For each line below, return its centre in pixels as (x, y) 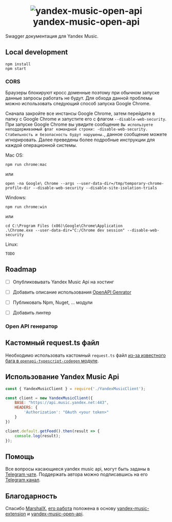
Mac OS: (15, 155)
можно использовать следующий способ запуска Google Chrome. (78, 104)
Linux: (12, 244)
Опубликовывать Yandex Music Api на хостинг (63, 282)
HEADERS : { (26, 408)
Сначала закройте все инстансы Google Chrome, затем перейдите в (80, 113)
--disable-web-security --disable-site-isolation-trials (95, 188)
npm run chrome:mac (26, 165)
